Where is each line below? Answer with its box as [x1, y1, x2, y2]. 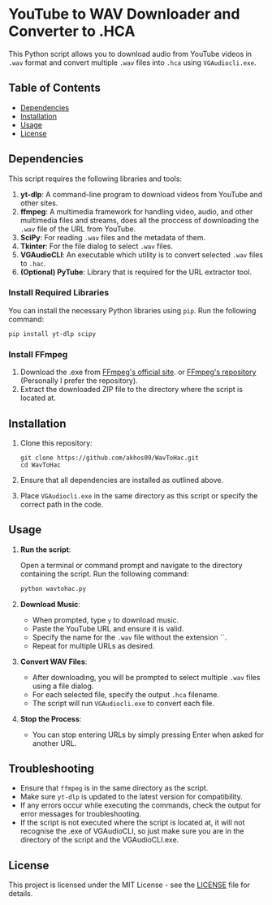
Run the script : [19, 545, 71, 554]
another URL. [32, 738, 77, 748]
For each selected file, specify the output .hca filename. [32, 689, 219, 699]
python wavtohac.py [19, 584, 87, 593]
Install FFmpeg [8, 348, 68, 360]
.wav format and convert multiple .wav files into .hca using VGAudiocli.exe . [8, 58, 257, 67]
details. [8, 889, 33, 899]
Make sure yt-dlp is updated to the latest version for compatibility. [19, 792, 243, 802]
